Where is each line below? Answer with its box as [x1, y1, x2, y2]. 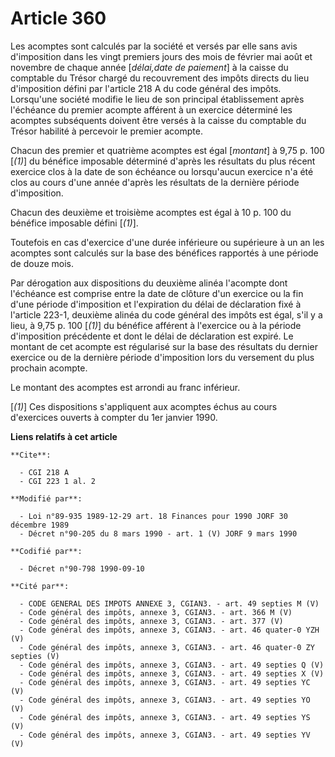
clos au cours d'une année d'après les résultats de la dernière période [10, 176, 300, 188]
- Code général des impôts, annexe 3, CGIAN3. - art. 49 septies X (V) [19, 668, 325, 679]
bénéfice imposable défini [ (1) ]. [10, 217, 139, 229]
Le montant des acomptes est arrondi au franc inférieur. [10, 381, 241, 393]
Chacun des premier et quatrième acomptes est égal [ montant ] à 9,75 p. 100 [10, 144, 325, 156]
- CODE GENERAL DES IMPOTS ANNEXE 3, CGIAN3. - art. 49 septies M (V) [19, 598, 320, 609]
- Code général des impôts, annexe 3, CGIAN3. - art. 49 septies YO [19, 695, 311, 705]
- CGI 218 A [19, 467, 70, 477]
